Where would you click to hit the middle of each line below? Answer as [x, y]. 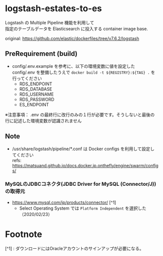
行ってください [27, 78]
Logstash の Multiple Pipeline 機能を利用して [50, 22]
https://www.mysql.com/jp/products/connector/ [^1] [64, 202]
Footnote [24, 234]
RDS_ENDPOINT [36, 84]
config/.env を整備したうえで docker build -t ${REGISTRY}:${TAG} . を [84, 72]
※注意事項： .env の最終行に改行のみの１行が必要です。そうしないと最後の [80, 115]
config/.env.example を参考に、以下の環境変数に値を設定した [73, 66]
